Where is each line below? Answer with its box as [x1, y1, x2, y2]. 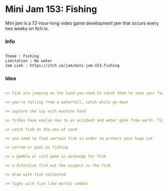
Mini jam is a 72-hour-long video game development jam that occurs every [5, 20, 159, 26]
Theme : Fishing [5, 54, 39, 59]
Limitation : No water [5, 59, 52, 64]
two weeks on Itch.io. [5, 25, 49, 31]
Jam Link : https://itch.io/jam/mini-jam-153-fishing [5, 63, 120, 68]
